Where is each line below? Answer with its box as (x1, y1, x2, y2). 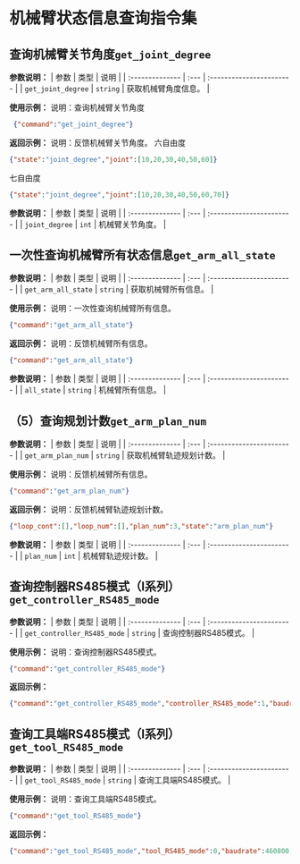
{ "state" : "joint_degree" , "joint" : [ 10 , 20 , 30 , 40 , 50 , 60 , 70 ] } (9, 190, 230, 199)
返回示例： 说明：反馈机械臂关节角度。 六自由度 (9, 137, 186, 148)
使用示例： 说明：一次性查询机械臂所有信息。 (9, 303, 176, 314)
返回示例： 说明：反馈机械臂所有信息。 (9, 338, 153, 349)
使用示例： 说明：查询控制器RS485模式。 (9, 646, 162, 657)
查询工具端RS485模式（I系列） (9, 726, 180, 741)
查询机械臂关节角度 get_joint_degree (9, 47, 212, 62)
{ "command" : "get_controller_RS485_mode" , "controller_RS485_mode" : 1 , (9, 699, 270, 708)
